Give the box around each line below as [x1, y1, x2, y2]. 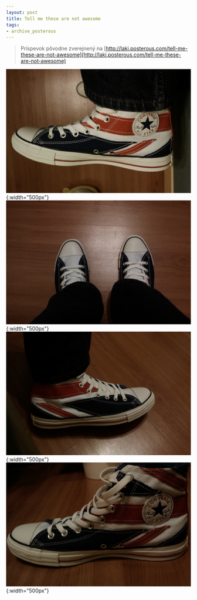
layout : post [6, 9, 38, 15]
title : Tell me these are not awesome [6, 15, 101, 22]
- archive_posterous [6, 28, 57, 34]
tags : [6, 22, 19, 28]
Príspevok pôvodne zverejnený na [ [20, 45, 107, 52]
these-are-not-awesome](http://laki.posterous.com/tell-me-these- [20, 51, 182, 58]
